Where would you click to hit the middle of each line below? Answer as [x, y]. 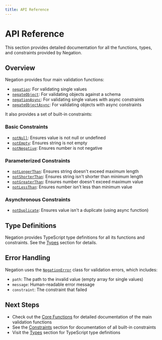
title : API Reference [27, 10]
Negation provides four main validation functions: [55, 80]
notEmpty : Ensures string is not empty [50, 143]
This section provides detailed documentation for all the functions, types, [79, 47]
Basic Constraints [27, 127]
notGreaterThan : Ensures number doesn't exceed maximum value [78, 181]
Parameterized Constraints [38, 160]
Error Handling [28, 258]
